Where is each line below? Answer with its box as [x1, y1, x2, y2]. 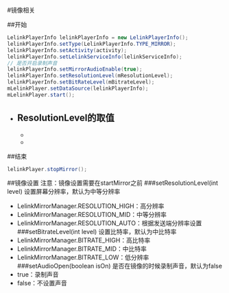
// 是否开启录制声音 [7, 60, 58, 66]
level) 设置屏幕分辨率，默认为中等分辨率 [7, 188, 121, 196]
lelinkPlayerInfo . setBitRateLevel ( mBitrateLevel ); [7, 79, 155, 86]
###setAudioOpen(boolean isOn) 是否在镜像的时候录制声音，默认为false [16, 262, 223, 270]
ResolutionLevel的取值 [16, 112, 114, 124]
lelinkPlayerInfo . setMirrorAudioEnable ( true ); [7, 66, 143, 73]
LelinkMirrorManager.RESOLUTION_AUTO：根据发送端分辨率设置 [16, 219, 202, 227]
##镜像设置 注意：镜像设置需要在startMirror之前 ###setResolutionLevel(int [7, 179, 218, 187]
